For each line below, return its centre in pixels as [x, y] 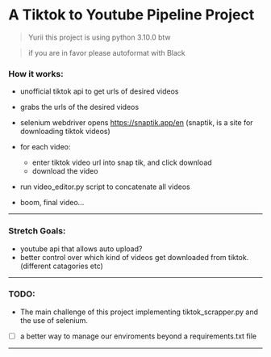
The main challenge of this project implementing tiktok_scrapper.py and [139, 312]
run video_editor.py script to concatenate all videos [105, 187]
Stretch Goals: [37, 231]
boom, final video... [52, 203]
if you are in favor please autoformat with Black [106, 52]
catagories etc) [78, 266]
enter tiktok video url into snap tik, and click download [122, 162]
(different [35, 266]
